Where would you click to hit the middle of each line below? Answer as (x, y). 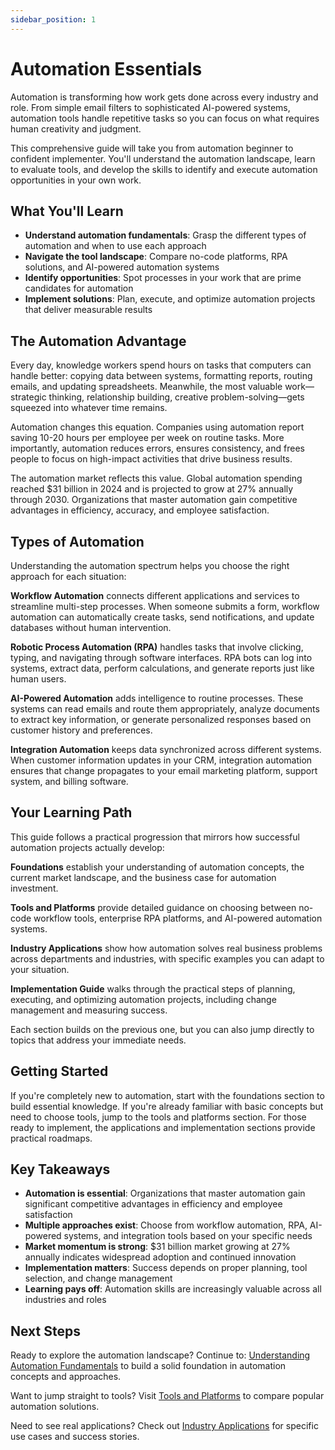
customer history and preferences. (81, 730)
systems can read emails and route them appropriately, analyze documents (165, 709)
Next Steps (45, 1331)
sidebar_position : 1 (53, 19)
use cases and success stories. (75, 1437)
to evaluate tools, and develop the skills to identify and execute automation (164, 169)
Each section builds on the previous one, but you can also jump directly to (162, 1029)
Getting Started (59, 1071)
